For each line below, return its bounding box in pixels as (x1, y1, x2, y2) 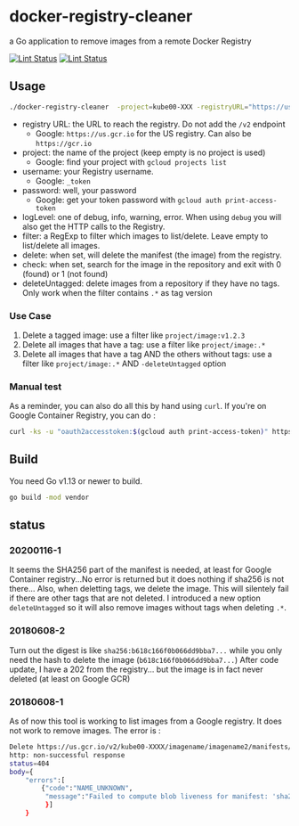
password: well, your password (21, 184, 137, 195)
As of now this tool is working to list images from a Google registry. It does (9, 716, 282, 727)
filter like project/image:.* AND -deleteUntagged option (21, 358, 227, 369)
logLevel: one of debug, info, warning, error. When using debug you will (21, 211, 282, 222)
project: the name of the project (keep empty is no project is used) (21, 147, 266, 158)
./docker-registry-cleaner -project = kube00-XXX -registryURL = (9, 102, 249, 111)
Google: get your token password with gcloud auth (35, 194, 222, 205)
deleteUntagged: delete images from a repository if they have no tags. (21, 278, 280, 289)
